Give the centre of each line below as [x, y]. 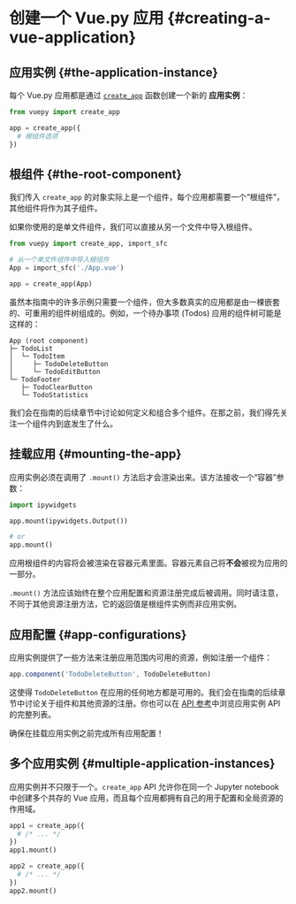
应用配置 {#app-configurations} [98, 635]
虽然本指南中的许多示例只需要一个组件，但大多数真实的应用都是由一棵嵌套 [144, 302]
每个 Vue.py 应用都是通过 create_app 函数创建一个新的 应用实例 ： [129, 95]
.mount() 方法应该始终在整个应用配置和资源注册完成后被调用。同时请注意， [146, 593]
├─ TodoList [31, 349]
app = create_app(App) [51, 284]
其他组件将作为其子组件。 [56, 208]
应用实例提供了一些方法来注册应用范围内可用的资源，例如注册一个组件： [140, 657]
